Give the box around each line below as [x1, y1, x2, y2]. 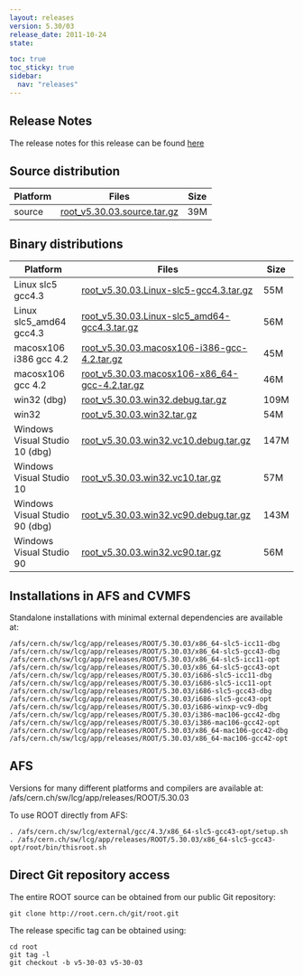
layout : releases [9, 13, 75, 23]
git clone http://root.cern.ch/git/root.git [9, 909, 179, 918]
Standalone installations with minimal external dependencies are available [9, 612, 283, 623]
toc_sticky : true [9, 63, 75, 72]
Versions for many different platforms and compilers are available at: [9, 783, 264, 793]
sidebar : [9, 71, 42, 81]
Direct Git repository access [9, 868, 170, 883]
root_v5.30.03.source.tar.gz [60, 205, 179, 218]
